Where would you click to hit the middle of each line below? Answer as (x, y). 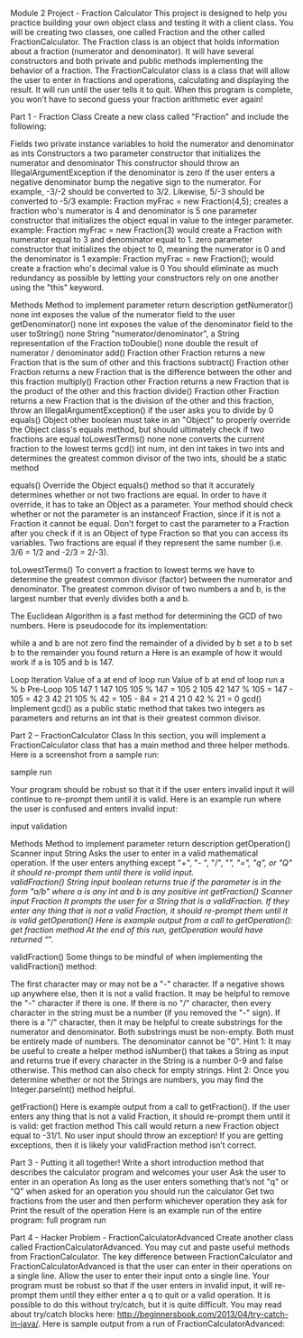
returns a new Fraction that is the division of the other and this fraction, (142, 401)
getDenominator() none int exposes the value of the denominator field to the (152, 324)
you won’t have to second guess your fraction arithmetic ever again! (137, 99)
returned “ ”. (32, 939)
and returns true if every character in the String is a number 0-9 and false (147, 1060)
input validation (39, 826)
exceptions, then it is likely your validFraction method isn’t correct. (133, 1145)
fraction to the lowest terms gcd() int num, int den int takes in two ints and (147, 449)
